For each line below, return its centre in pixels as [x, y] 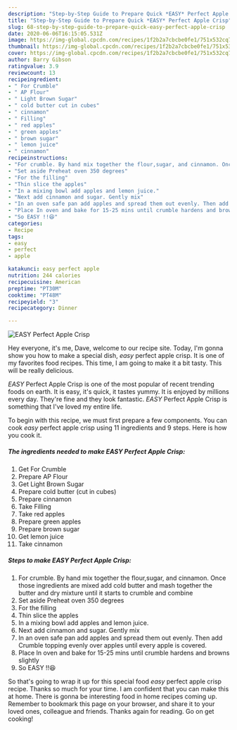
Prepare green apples [50, 521]
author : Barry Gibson [40, 60]
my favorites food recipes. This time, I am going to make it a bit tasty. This [115, 363]
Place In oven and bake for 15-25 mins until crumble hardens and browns [124, 653]
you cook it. [25, 435]
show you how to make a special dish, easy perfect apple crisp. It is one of [116, 356]
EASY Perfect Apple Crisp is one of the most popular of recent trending [111, 384]
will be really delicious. [41, 371]
